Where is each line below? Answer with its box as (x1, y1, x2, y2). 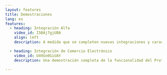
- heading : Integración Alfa (9, 26, 70, 31)
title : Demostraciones (5, 12, 52, 17)
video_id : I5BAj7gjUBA (14, 30, 61, 35)
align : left (14, 35, 39, 40)
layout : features (5, 7, 41, 12)
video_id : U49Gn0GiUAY (14, 53, 61, 58)
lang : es (5, 16, 23, 21)
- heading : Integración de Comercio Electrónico (9, 48, 112, 54)
